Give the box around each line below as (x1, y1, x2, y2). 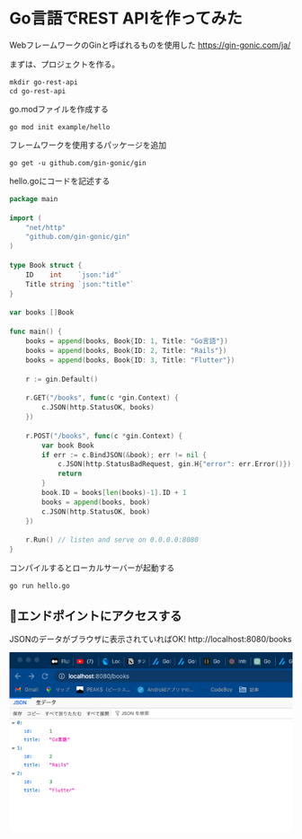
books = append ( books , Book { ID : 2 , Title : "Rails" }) (25, 346, 227, 355)
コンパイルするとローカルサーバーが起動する (9, 562, 175, 573)
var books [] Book (9, 308, 75, 317)
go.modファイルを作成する (9, 103, 110, 114)
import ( (9, 213, 42, 223)
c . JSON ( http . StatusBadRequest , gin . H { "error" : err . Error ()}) (57, 460, 292, 469)
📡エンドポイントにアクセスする (9, 608, 182, 623)
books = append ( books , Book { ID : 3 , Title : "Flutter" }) (25, 356, 235, 365)
